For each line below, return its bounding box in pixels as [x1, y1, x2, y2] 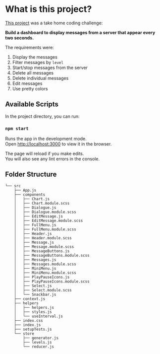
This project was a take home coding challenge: [5, 20, 103, 26]
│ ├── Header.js [14, 231, 52, 236]
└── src [5, 183, 21, 188]
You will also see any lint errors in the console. [5, 156, 100, 162]
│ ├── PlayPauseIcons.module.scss [14, 279, 90, 284]
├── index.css [14, 318, 43, 323]
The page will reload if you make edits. [5, 150, 84, 157]
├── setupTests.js [14, 327, 52, 332]
